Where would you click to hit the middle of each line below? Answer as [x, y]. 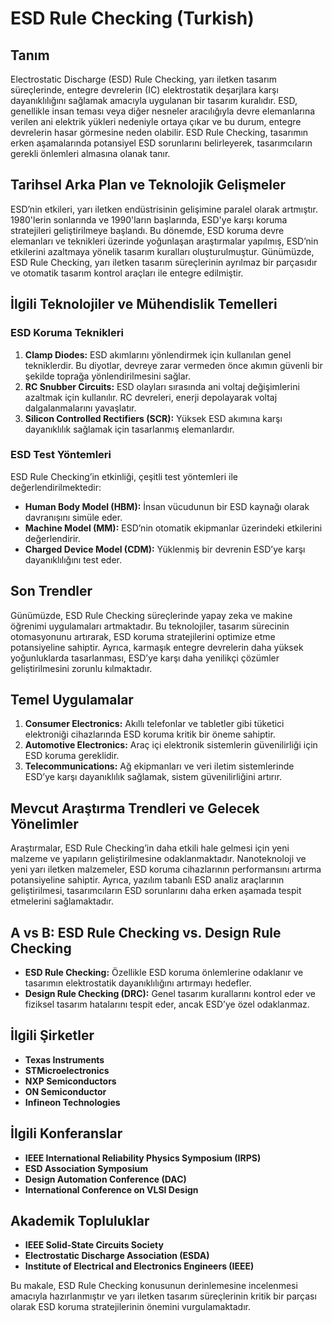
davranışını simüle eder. [73, 517]
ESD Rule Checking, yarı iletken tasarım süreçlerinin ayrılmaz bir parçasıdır [164, 262]
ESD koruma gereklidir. [72, 756]
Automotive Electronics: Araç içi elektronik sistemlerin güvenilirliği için [171, 745]
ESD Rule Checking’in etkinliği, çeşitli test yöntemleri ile [124, 476]
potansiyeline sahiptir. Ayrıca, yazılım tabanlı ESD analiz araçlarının [147, 880]
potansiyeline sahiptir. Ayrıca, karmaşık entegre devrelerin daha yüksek [157, 647]
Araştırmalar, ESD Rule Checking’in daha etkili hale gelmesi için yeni [150, 848]
